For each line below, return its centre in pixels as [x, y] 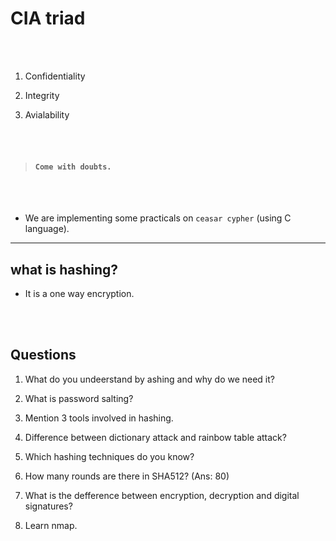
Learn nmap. [51, 525]
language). [47, 229]
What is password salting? [79, 398]
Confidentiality [55, 76]
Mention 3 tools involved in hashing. [99, 418]
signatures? [48, 506]
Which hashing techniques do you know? [109, 456]
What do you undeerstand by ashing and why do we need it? [149, 379]
